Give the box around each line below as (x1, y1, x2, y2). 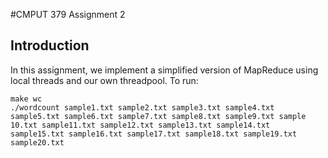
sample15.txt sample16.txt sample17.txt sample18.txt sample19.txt (10, 129, 298, 139)
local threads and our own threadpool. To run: (10, 74, 199, 86)
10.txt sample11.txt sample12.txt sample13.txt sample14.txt (10, 120, 271, 130)
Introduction (10, 37, 90, 54)
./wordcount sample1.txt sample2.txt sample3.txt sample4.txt (10, 102, 275, 113)
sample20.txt (10, 137, 65, 148)
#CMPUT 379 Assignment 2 (10, 9, 126, 20)
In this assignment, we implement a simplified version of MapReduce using (10, 64, 319, 76)
